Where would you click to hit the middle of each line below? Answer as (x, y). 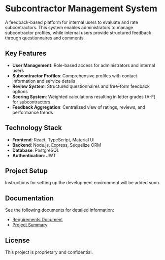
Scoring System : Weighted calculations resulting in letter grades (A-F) (84, 97)
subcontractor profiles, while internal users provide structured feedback (78, 32)
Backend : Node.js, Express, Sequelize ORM (57, 145)
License (17, 240)
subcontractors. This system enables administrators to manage (69, 27)
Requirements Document (37, 220)
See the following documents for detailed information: (60, 210)
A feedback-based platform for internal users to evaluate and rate (72, 22)
